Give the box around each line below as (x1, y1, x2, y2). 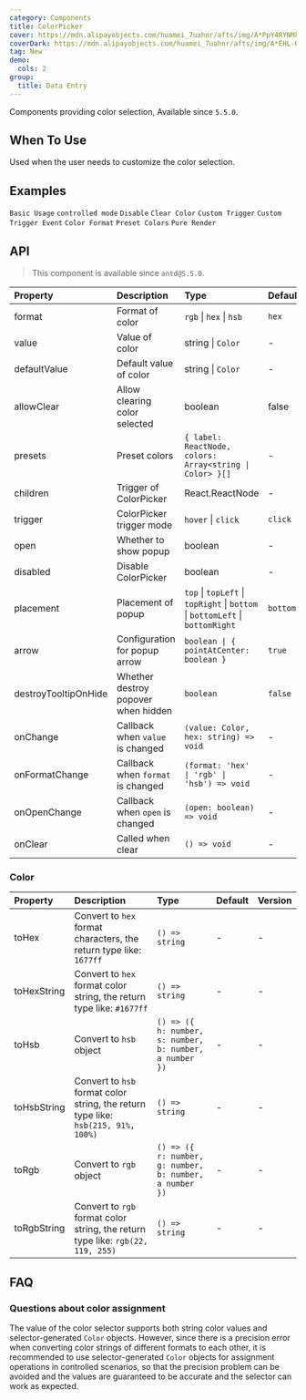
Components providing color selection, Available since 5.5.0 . (9, 106, 239, 117)
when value (117, 731, 167, 744)
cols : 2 (17, 65, 47, 74)
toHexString (14, 985, 66, 998)
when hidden (117, 705, 173, 717)
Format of (117, 304, 158, 317)
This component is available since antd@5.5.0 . (31, 268, 205, 279)
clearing (117, 395, 152, 407)
